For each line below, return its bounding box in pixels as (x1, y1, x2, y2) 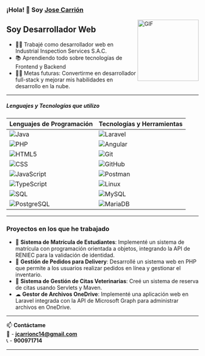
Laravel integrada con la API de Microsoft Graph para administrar (15, 297, 179, 304)
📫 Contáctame (6, 322, 46, 328)
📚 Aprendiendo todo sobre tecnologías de (15, 54, 123, 61)
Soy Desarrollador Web (6, 25, 96, 35)
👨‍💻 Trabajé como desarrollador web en (15, 40, 114, 48)
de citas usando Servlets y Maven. (15, 284, 103, 291)
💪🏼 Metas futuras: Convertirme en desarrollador (15, 69, 136, 77)
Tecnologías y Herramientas (98, 119, 183, 128)
